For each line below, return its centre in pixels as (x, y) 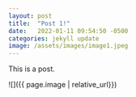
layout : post (30, 16)
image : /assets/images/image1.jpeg (68, 46)
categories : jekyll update (54, 38)
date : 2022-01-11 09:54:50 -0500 (68, 31)
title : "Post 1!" (39, 23)
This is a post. (32, 69)
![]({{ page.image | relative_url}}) (63, 85)
